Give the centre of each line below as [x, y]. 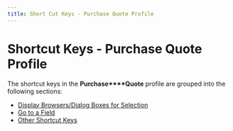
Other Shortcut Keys [48, 120]
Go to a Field [36, 112]
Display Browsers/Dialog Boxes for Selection [83, 105]
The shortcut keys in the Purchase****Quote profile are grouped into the [116, 84]
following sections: [35, 91]
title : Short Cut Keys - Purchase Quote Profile [81, 14]
